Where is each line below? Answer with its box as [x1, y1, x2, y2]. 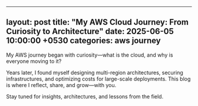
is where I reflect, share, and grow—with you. [6, 81, 117, 88]
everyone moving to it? [6, 57, 62, 65]
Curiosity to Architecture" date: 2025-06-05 [6, 26, 174, 37]
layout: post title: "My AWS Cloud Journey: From [6, 17, 189, 27]
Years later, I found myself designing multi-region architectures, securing [6, 69, 184, 76]
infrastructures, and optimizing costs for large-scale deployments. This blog [6, 75, 191, 82]
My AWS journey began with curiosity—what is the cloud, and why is [6, 51, 173, 58]
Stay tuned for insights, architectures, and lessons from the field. [6, 92, 164, 100]
